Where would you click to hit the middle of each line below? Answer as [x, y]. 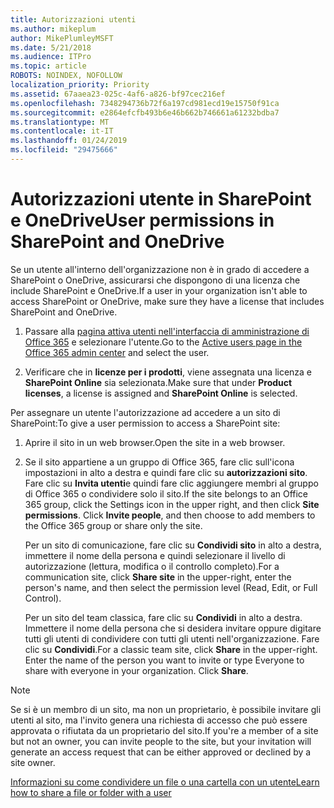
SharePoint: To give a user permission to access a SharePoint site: [145, 423]
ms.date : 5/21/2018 [51, 47]
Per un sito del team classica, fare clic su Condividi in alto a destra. [163, 617]
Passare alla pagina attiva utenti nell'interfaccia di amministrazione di [167, 331]
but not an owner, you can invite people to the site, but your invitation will [161, 741]
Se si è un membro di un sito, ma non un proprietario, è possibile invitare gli [166, 709]
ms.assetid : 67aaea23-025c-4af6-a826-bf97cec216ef [118, 94]
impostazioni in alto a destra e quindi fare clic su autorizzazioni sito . [166, 472]
